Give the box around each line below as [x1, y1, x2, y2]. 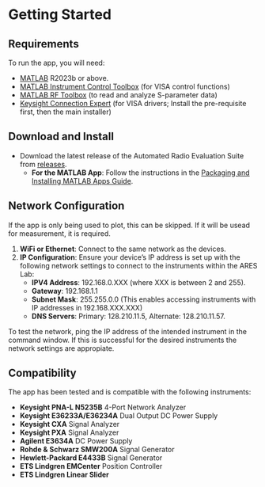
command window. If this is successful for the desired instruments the [8, 335, 237, 344]
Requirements [8, 37, 79, 51]
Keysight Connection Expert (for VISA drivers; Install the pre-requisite [19, 99, 247, 108]
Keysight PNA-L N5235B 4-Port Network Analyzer [19, 402, 187, 413]
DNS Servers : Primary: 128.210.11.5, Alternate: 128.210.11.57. [31, 311, 225, 321]
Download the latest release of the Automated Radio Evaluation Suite [19, 150, 244, 160]
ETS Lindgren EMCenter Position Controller [19, 462, 163, 471]
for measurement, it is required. [8, 228, 111, 238]
